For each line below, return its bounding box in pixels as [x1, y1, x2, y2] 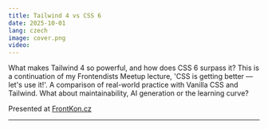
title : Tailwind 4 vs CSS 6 [8, 11, 102, 20]
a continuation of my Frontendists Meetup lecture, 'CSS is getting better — [8, 72, 254, 81]
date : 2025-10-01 [8, 19, 66, 27]
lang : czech [8, 26, 48, 34]
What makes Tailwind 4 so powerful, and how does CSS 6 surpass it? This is [8, 63, 259, 72]
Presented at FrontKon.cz [8, 104, 92, 114]
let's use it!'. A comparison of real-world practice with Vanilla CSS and [8, 80, 238, 90]
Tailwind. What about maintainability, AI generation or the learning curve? [8, 88, 250, 98]
